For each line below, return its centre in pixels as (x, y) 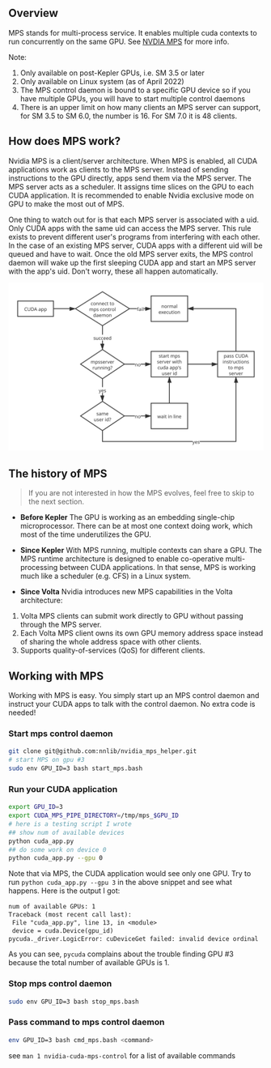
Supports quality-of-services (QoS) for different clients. (112, 650)
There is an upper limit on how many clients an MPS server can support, (140, 107)
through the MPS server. (61, 625)
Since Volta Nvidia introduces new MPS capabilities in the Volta (126, 592)
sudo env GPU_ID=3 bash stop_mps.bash (74, 1002)
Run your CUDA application (63, 789)
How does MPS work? (65, 141)
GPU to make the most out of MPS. (66, 204)
